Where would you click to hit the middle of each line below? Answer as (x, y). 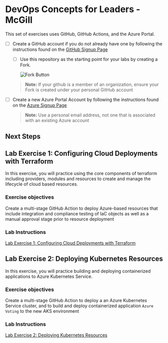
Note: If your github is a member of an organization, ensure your (92, 85)
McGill (19, 20)
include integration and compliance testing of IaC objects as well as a (77, 213)
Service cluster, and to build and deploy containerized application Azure (79, 306)
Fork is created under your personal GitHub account (79, 90)
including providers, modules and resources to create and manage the (78, 179)
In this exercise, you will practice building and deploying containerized (78, 271)
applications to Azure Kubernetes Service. (49, 276)
